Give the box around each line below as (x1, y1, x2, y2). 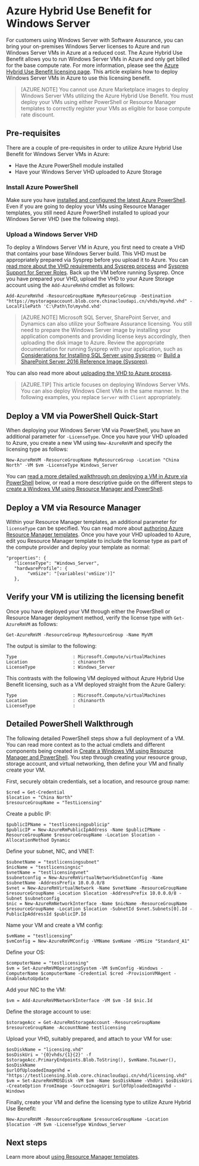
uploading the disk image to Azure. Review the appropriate (20, 339, 165, 346)
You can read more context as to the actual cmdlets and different (6, 741, 165, 748)
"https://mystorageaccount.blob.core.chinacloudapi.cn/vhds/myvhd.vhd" (6, 298, 187, 304)
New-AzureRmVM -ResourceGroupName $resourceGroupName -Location (6, 1116, 169, 1122)
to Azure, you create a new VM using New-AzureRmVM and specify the (6, 440, 172, 447)
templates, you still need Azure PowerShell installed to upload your (6, 209, 170, 216)
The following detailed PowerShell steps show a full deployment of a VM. (6, 735, 185, 742)
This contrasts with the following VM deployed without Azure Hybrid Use (6, 674, 185, 681)
